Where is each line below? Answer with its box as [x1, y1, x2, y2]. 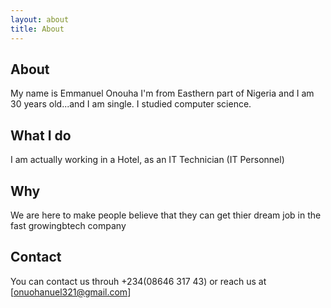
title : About [10, 24, 65, 34]
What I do [10, 127, 72, 144]
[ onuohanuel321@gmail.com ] [10, 286, 132, 298]
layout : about [10, 14, 70, 25]
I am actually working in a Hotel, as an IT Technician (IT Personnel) [10, 154, 285, 166]
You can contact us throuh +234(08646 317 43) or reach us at [10, 275, 267, 287]
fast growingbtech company [10, 219, 127, 231]
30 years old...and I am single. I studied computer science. [10, 98, 252, 110]
